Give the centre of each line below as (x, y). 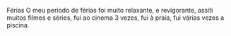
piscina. (18, 25)
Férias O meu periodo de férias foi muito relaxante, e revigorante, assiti (110, 10)
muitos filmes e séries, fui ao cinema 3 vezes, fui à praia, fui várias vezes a (115, 18)
